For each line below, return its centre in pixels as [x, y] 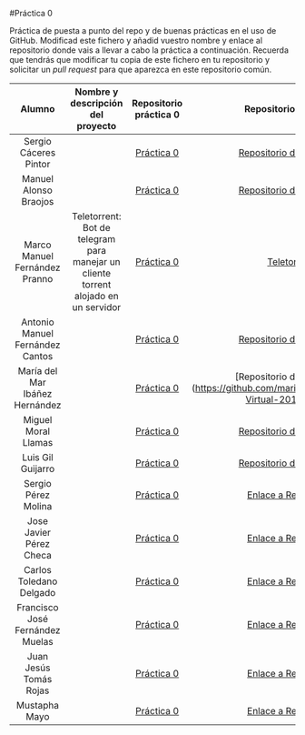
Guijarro [38, 469]
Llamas [38, 443]
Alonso [37, 190]
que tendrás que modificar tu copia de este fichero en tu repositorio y [140, 60]
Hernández [38, 405]
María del [38, 371]
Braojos [38, 201]
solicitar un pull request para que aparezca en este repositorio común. [141, 69]
